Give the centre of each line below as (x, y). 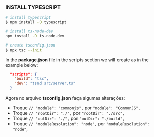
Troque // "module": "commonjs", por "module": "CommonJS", (76, 108)
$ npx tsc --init (24, 50)
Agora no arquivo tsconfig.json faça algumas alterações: (65, 98)
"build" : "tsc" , (32, 79)
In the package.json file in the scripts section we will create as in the (77, 60)
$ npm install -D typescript (36, 22)
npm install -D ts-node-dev (35, 36)
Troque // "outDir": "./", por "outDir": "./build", (69, 119)
